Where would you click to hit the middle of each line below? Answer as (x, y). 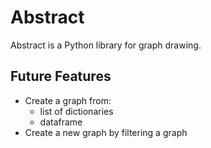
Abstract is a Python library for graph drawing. (106, 45)
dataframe (61, 122)
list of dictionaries (76, 111)
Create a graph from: (68, 100)
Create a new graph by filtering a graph (106, 132)
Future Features (61, 76)
